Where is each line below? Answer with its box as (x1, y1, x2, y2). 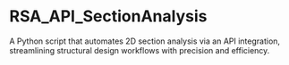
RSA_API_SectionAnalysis (9, 6, 208, 27)
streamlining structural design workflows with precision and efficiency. (9, 45, 270, 55)
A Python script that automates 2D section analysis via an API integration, (9, 36, 280, 46)
